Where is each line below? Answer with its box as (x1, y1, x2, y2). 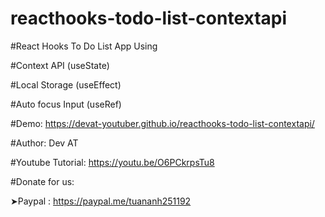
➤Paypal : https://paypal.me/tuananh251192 (10, 195, 192, 207)
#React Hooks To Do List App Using (10, 40, 158, 52)
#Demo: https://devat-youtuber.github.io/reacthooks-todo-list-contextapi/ (10, 117, 315, 129)
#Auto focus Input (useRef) (10, 98, 122, 110)
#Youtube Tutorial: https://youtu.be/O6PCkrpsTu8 (10, 156, 215, 168)
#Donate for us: (10, 175, 75, 187)
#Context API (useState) (10, 59, 110, 71)
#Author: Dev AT (10, 137, 79, 149)
